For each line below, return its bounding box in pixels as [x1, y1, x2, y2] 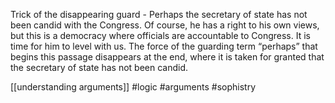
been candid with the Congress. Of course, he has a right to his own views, [10, 19, 320, 31]
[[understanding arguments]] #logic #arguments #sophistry [10, 81, 257, 93]
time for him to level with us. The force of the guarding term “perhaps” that [10, 40, 318, 52]
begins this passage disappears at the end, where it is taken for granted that [10, 51, 325, 63]
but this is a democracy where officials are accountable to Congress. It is [10, 30, 311, 41]
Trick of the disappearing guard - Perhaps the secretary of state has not [10, 9, 308, 20]
